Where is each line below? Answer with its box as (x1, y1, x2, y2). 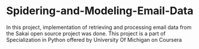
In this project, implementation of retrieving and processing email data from (6, 24, 192, 31)
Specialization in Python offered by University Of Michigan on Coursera (6, 36, 182, 43)
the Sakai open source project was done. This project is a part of (6, 30, 166, 37)
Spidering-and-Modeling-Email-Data (6, 4, 194, 18)
